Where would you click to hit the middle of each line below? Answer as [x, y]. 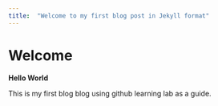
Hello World [28, 78]
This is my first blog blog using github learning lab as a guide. [110, 93]
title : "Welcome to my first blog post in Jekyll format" [109, 16]
